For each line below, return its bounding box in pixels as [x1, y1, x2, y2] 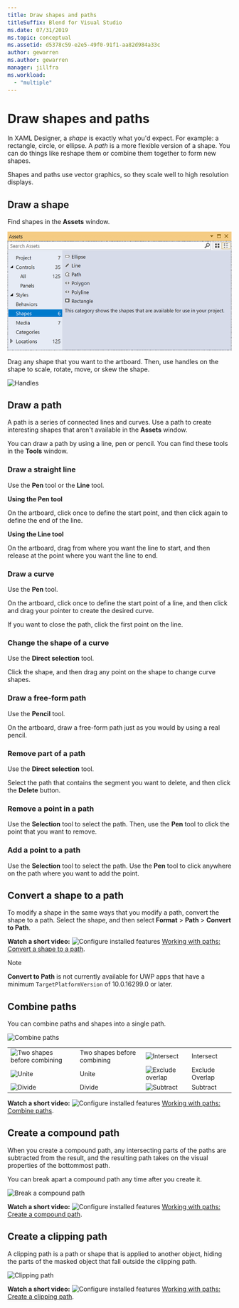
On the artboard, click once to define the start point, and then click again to [7, 509, 228, 517]
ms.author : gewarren [7, 57, 69, 64]
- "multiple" [14, 79, 53, 86]
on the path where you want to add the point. [7, 868, 140, 878]
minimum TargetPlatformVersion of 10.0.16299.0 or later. [7, 980, 173, 989]
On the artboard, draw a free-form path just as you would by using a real [7, 723, 221, 732]
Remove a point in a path [7, 804, 95, 814]
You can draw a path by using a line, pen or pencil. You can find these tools [7, 440, 228, 448]
